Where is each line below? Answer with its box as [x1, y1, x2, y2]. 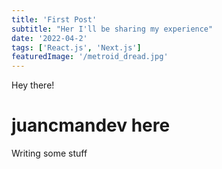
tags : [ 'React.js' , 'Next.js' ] [11, 42, 142, 53]
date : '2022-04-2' [11, 33, 88, 43]
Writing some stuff [11, 147, 88, 160]
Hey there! [11, 79, 55, 91]
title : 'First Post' [11, 14, 98, 25]
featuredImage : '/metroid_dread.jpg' [11, 52, 169, 62]
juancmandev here [11, 114, 171, 137]
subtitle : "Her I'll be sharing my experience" [11, 24, 214, 34]
